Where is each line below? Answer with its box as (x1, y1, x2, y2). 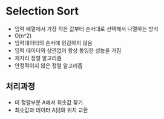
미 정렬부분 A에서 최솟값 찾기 (14, 98, 83, 106)
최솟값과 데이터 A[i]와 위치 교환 (14, 106, 88, 114)
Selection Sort (5, 4, 79, 18)
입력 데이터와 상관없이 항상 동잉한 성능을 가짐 (14, 47, 122, 54)
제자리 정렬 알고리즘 (14, 54, 62, 61)
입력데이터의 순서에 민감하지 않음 (14, 39, 93, 46)
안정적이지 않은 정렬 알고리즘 (14, 62, 83, 69)
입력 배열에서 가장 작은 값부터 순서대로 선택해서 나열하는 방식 (14, 25, 159, 32)
